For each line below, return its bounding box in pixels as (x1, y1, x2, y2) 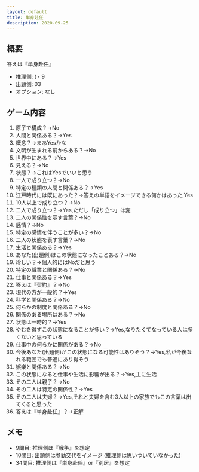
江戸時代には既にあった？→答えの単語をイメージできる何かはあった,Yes (15, 192, 194, 198)
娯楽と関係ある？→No (15, 363, 71, 370)
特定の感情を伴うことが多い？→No (15, 229, 102, 236)
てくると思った (15, 401, 53, 407)
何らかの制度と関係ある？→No (15, 304, 91, 311)
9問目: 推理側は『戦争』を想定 (15, 444, 90, 451)
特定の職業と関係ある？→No (15, 266, 86, 273)
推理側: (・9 (15, 73, 45, 81)
